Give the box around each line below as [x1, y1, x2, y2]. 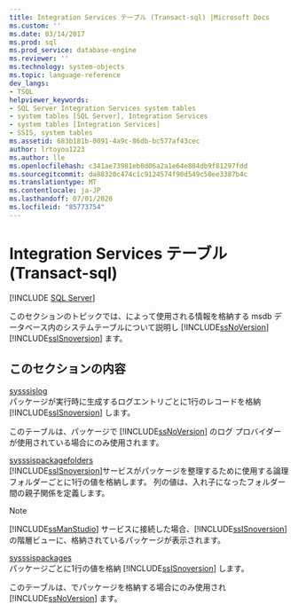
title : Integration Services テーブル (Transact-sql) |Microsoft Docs [9, 12, 271, 22]
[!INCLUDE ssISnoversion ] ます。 [9, 333, 128, 343]
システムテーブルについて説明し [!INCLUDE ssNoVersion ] [63, 321, 270, 333]
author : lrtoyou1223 [9, 145, 86, 153]
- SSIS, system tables [9, 129, 93, 137]
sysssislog [9, 385, 48, 396]
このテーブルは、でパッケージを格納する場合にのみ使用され [9, 582, 226, 592]
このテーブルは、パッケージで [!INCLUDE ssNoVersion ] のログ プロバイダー [9, 426, 282, 436]
